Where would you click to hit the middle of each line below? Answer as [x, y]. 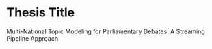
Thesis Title [41, 13]
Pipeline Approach [32, 38]
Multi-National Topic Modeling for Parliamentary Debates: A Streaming [106, 31]
